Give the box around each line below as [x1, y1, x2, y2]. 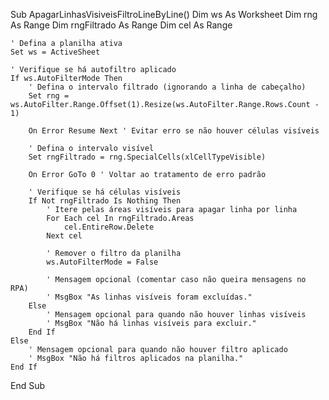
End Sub [10, 380, 46, 391]
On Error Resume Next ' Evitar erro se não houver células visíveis [28, 126, 320, 136]
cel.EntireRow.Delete [63, 222, 155, 232]
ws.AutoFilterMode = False [46, 257, 159, 267]
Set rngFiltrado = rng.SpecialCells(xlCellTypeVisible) [28, 152, 267, 162]
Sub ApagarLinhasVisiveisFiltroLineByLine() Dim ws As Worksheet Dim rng [10, 9, 318, 20]
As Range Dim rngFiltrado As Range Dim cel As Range [10, 19, 233, 31]
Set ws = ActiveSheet [10, 47, 101, 57]
